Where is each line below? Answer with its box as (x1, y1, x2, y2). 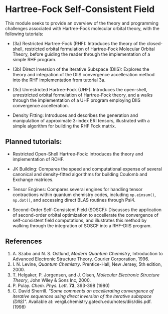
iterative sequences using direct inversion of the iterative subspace (12, 293, 152, 299)
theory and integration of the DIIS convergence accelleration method (12, 71, 155, 77)
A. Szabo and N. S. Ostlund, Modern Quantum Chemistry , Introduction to (12, 250, 163, 256)
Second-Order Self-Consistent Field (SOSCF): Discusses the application (12, 207, 162, 213)
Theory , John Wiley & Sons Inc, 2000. (12, 277, 91, 283)
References (5, 237, 42, 246)
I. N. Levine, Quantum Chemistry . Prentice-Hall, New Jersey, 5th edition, (12, 261, 162, 267)
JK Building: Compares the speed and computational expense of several (12, 166, 162, 172)
